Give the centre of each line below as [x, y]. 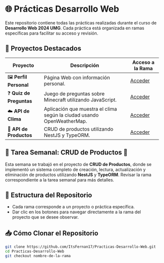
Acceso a [143, 62]
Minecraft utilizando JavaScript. [80, 100]
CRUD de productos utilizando [79, 129]
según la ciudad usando [71, 115]
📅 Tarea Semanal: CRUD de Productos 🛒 [66, 152]
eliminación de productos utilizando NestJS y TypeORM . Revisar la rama [78, 175]
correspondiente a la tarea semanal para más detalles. [60, 180]
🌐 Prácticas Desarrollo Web [62, 9]
